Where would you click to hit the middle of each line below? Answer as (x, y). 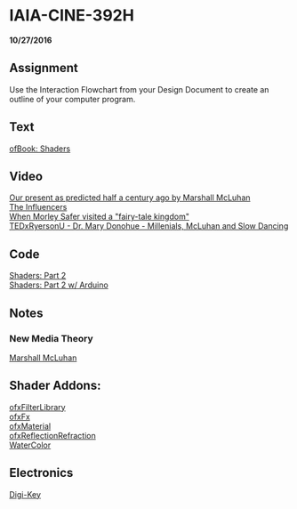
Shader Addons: (55, 386)
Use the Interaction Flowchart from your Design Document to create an (139, 89)
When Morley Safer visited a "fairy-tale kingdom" (99, 217)
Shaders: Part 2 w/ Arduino (59, 285)
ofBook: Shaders (40, 149)
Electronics (41, 473)
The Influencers (38, 207)
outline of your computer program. (72, 99)
